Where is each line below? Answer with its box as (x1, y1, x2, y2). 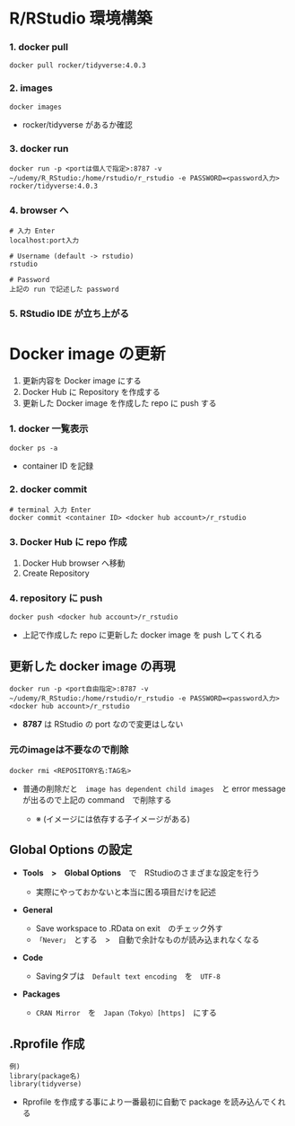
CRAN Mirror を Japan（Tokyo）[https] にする (35, 1007, 217, 1018)
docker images (9, 102, 63, 111)
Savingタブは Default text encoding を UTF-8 (35, 971, 221, 981)
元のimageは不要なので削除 (9, 743, 129, 756)
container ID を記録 (22, 460, 94, 471)
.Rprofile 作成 (9, 1036, 85, 1051)
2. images (9, 82, 54, 94)
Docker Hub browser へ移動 (22, 558, 126, 568)
